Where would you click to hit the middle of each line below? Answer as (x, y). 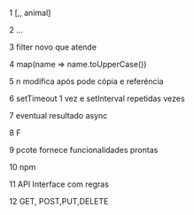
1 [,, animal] (30, 13)
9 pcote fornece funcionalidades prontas (84, 150)
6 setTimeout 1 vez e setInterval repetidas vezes (97, 98)
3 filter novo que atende (53, 47)
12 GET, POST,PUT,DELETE (59, 201)
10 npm (23, 167)
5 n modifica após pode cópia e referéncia (86, 81)
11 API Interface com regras (59, 184)
